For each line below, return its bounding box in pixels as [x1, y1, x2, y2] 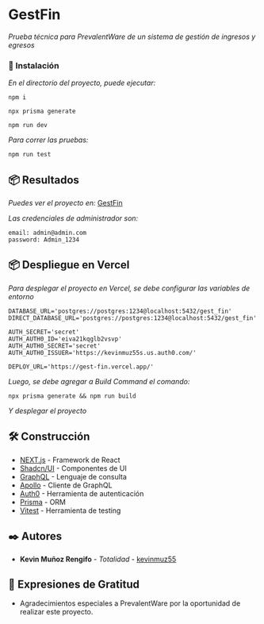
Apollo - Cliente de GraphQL [19, 480, 113, 490]
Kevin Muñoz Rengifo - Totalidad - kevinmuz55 [19, 554, 177, 564]
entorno [8, 291, 34, 301]
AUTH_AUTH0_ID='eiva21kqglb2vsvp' [8, 335, 123, 343]
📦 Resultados [8, 173, 79, 187]
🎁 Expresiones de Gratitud [8, 577, 140, 591]
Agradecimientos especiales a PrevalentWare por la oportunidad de [19, 599, 241, 608]
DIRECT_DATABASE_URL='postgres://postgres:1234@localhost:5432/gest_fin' [8, 314, 258, 322]
